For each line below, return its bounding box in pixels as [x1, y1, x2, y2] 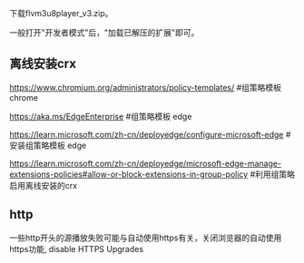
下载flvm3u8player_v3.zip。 [9, 8, 113, 18]
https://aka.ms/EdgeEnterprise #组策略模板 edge [9, 111, 192, 122]
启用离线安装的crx [9, 180, 78, 190]
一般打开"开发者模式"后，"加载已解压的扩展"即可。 [9, 27, 200, 38]
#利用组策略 [250, 169, 296, 180]
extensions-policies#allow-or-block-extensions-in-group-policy [9, 169, 249, 180]
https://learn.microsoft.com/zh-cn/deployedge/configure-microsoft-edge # [9, 129, 291, 140]
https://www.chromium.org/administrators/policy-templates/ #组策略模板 [9, 82, 282, 93]
